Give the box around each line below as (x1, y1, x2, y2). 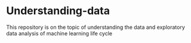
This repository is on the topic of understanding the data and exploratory (6, 24, 185, 31)
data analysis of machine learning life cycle (6, 29, 113, 37)
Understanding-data (6, 4, 110, 18)
